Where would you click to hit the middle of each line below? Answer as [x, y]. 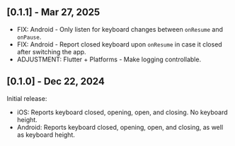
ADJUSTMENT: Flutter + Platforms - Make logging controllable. [109, 59]
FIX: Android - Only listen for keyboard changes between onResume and [120, 29]
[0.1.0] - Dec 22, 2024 [56, 81]
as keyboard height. [46, 135]
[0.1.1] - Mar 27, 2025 [53, 12]
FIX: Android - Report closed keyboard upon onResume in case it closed [119, 44]
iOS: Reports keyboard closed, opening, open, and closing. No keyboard [122, 112]
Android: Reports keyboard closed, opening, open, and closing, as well [120, 127]
